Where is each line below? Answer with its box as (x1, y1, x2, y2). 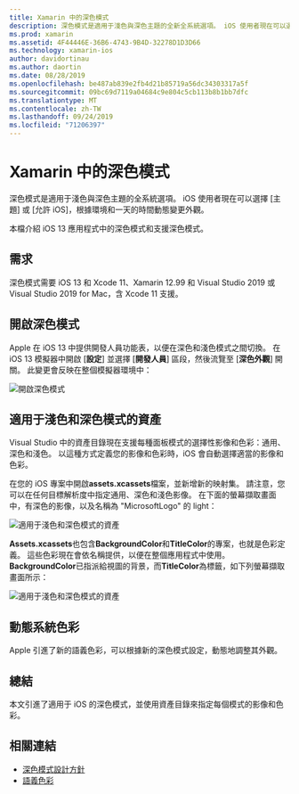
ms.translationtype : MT (9, 95, 98, 105)
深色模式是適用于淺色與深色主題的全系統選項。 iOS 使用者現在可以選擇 (9, 192, 269, 203)
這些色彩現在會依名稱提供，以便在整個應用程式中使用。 (26, 550, 230, 561)
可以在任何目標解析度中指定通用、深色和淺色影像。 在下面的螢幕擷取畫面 (9, 489, 277, 500)
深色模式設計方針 (21, 764, 85, 774)
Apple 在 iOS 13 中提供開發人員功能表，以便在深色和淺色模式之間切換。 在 (9, 342, 281, 353)
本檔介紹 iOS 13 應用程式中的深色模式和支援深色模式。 (9, 223, 209, 233)
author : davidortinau (9, 54, 90, 63)
